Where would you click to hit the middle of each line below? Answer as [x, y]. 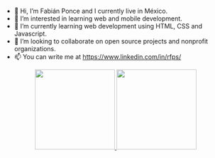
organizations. [35, 49]
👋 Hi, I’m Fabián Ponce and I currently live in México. [91, 11]
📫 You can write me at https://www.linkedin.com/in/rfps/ [98, 57]
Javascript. [31, 33]
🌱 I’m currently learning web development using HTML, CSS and [108, 26]
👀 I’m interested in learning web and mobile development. [98, 19]
